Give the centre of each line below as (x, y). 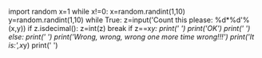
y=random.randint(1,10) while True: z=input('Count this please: (111, 20)
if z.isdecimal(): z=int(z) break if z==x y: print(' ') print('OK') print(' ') (139, 28)
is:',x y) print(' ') (33, 45)
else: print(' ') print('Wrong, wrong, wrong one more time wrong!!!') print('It (131, 37)
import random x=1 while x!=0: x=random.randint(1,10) (97, 12)
